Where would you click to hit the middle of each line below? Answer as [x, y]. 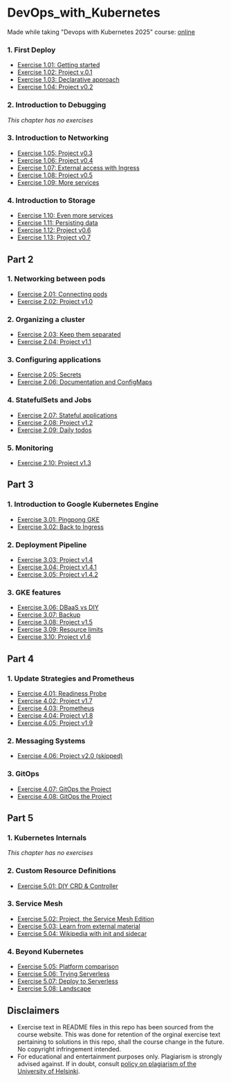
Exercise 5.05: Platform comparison [68, 966]
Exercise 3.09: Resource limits [60, 630]
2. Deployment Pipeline [47, 545]
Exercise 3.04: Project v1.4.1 [57, 567]
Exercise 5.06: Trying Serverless [63, 974]
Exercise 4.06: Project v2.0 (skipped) [70, 756]
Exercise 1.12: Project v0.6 [54, 231]
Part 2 [20, 259]
